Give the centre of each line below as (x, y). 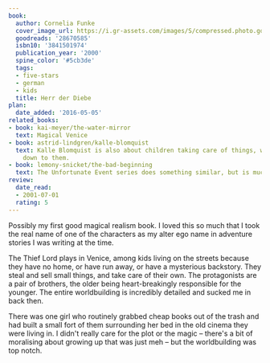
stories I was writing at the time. (61, 243)
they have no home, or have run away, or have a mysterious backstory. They (135, 267)
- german (30, 83)
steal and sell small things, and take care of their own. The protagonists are (133, 275)
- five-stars (37, 75)
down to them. (46, 157)
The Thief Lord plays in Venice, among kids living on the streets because (129, 258)
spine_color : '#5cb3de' (55, 61)
